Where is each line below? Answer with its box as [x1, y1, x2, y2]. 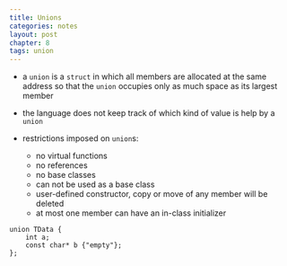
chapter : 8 [9, 38, 50, 48]
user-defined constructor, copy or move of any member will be [35, 189, 268, 199]
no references [35, 160, 88, 171]
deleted [35, 199, 65, 209]
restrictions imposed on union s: [22, 133, 139, 144]
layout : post [9, 30, 58, 39]
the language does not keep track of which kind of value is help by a [22, 108, 275, 119]
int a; [25, 233, 50, 243]
